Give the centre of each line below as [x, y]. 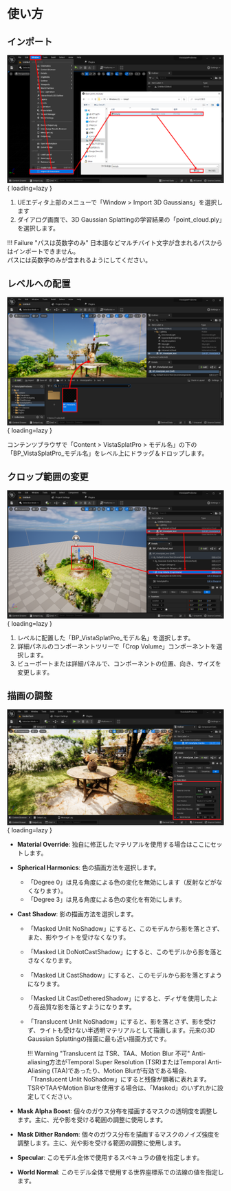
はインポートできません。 [43, 251]
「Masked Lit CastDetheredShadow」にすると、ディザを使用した [120, 998]
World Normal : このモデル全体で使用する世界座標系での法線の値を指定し [120, 1172]
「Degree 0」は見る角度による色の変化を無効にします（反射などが [122, 882]
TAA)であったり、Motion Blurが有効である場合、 [122, 1071]
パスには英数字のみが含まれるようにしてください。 [79, 260]
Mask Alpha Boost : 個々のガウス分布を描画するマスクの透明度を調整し [118, 1111]
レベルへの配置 [39, 284]
